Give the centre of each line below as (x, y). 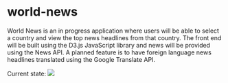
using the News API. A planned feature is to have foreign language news (109, 52)
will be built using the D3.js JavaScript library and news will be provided (109, 45)
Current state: (27, 73)
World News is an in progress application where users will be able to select (113, 31)
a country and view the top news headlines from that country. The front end (114, 37)
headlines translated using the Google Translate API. (81, 59)
